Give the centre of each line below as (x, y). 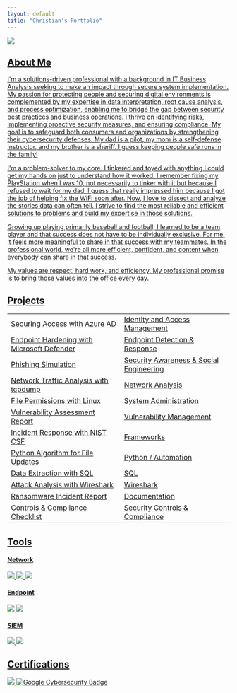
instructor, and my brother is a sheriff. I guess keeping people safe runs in (115, 147)
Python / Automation (158, 458)
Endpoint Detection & (159, 340)
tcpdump (26, 390)
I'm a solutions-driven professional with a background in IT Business (107, 79)
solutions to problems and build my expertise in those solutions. (100, 214)
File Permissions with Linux (56, 401)
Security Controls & (156, 508)
